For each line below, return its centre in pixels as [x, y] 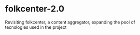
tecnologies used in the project [36, 27]
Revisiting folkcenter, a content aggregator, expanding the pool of [70, 22]
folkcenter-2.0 [35, 9]
